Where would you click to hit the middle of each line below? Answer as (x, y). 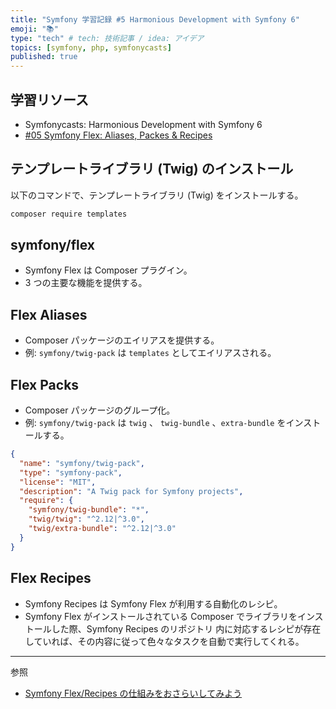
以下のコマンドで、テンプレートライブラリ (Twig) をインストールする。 (157, 195)
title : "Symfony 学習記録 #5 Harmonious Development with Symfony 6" (155, 19)
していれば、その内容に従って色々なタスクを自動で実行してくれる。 (164, 641)
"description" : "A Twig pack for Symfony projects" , (131, 491)
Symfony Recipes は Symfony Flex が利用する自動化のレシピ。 (153, 603)
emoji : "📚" (34, 29)
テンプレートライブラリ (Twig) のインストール (152, 169)
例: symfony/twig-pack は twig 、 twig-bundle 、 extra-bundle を (155, 423)
